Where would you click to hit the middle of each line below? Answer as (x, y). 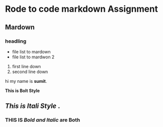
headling (16, 41)
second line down (30, 72)
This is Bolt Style (22, 90)
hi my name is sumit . (26, 81)
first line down (27, 66)
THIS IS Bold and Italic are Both (43, 120)
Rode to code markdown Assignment (81, 9)
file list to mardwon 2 (33, 57)
